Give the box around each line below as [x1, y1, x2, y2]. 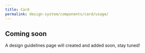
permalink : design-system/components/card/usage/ [5, 12, 109, 17]
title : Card [5, 7, 29, 12]
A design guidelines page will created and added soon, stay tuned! [5, 42, 140, 49]
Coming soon [5, 30, 47, 38]
